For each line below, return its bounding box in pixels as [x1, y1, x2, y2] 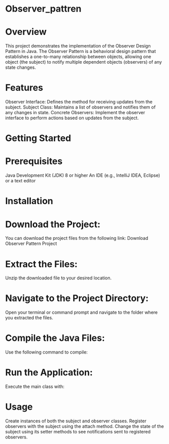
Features [5, 82, 43, 93]
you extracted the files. [5, 315, 53, 321]
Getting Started [5, 132, 72, 144]
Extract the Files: [5, 258, 78, 270]
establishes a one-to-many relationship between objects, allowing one [5, 54, 151, 60]
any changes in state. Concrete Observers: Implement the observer [5, 110, 145, 116]
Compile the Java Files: [5, 332, 105, 344]
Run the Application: [5, 367, 93, 378]
